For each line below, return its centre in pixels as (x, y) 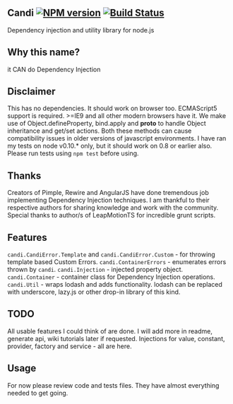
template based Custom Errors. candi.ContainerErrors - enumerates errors (117, 262)
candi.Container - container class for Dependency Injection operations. (111, 277)
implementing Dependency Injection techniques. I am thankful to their (108, 200)
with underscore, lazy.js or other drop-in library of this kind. (94, 292)
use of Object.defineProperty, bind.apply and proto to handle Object (107, 124)
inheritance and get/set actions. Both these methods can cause (100, 131)
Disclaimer (31, 91)
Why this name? (44, 53)
